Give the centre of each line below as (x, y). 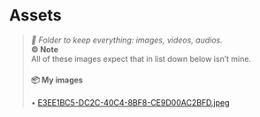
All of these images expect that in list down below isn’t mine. (141, 58)
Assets (35, 16)
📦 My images (57, 80)
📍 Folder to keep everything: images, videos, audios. (126, 40)
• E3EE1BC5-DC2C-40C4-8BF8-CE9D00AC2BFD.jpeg (130, 103)
